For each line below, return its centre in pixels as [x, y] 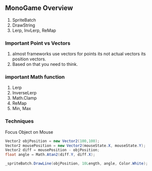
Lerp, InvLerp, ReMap [34, 30]
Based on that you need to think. [45, 64]
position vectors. [29, 59]
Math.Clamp [24, 98]
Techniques [20, 121]
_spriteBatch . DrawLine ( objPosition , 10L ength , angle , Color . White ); [76, 164]
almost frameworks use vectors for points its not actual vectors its [79, 54]
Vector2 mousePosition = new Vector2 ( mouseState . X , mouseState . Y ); [76, 145]
